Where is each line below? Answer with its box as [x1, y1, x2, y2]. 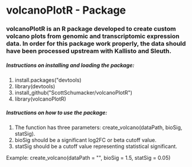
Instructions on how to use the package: [6, 109, 108, 116]
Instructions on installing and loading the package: [6, 62, 135, 69]
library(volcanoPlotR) [14, 95, 67, 102]
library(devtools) [14, 83, 56, 90]
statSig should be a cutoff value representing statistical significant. [14, 143, 177, 150]
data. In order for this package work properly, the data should [6, 40, 186, 48]
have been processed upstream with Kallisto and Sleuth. [6, 47, 172, 55]
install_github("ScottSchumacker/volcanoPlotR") [14, 89, 133, 97]
